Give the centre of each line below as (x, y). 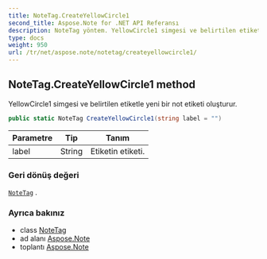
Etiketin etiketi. (118, 151)
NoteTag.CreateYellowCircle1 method (102, 85)
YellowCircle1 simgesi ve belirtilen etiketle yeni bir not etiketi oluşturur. (123, 103)
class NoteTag (43, 230)
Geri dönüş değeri (44, 175)
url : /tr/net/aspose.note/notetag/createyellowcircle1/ (103, 52)
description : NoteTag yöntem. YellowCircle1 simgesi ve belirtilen (122, 30)
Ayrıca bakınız (37, 213)
